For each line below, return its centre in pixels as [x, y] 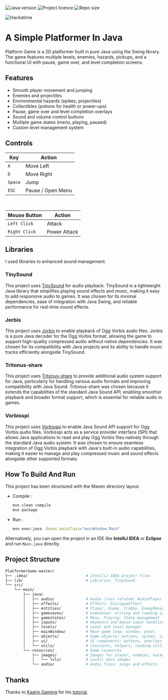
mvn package [25, 510]
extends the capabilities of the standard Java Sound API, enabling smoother [83, 392]
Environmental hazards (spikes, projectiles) [57, 101]
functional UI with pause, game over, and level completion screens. [74, 62]
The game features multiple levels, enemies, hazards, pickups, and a [76, 57]
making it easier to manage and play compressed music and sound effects [82, 453]
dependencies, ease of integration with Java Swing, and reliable [71, 302]
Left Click [20, 224]
